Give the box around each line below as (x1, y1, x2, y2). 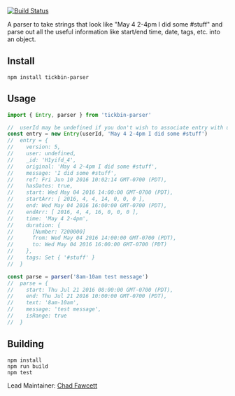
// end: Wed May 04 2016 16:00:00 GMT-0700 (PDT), (7, 202, 168, 209)
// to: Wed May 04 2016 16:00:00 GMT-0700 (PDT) (7, 241, 168, 248)
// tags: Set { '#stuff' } (7, 254, 96, 261)
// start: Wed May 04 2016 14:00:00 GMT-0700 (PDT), (7, 189, 173, 196)
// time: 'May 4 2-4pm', (7, 215, 90, 222)
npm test (7, 369, 33, 376)
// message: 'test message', (7, 306, 101, 313)
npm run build (7, 362, 49, 370)
